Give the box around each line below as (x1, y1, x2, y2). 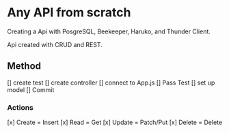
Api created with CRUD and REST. (7, 40, 103, 48)
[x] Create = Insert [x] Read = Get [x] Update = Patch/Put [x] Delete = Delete (7, 118, 223, 127)
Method (7, 60, 42, 72)
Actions (7, 102, 34, 112)
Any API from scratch (7, 5, 131, 20)
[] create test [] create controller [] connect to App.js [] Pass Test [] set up (7, 78, 215, 87)
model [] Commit (7, 85, 55, 93)
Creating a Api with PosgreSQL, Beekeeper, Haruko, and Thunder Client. (7, 27, 211, 35)
